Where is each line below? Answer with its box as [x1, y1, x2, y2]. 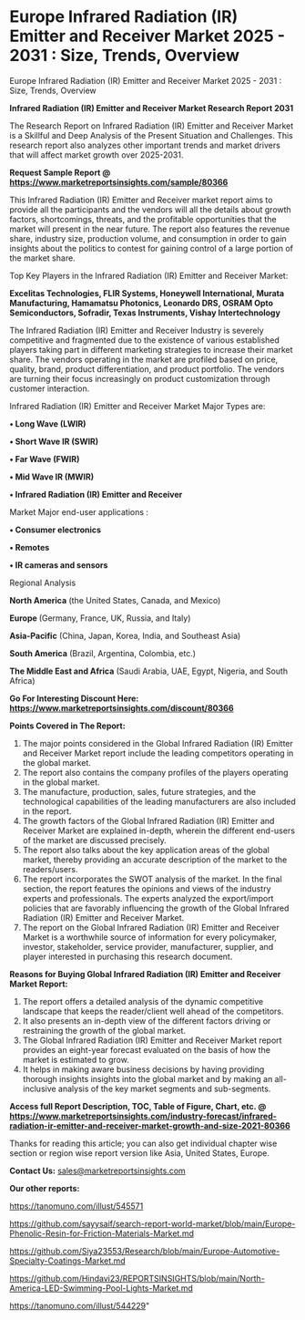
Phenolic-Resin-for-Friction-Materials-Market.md [9, 1228, 194, 1239]
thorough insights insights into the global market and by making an [22, 1073, 273, 1084]
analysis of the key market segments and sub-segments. [57, 1083, 271, 1094]
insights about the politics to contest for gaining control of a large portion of [9, 242, 294, 253]
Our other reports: [9, 1182, 80, 1193]
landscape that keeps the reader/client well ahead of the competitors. [22, 1005, 284, 1016]
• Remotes [9, 541, 50, 552]
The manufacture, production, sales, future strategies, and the [22, 786, 257, 797]
